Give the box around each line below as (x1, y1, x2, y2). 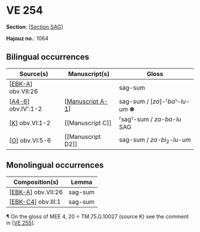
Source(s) (19, 70, 49, 78)
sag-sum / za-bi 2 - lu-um (118, 136, 191, 145)
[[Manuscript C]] (64, 118, 112, 127)
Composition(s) (13, 178, 59, 186)
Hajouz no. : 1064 (6, 35, 49, 42)
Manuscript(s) (68, 70, 110, 78)
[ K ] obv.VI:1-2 (9, 118, 51, 127)
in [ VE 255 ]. (6, 219, 36, 226)
